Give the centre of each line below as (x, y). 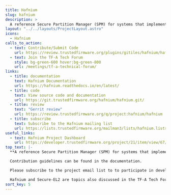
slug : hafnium (20, 15)
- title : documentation (35, 76)
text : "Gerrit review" (38, 109)
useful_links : (20, 133)
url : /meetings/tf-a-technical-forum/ (55, 67)
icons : (12, 34)
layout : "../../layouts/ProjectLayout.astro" (54, 29)
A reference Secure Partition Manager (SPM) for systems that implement (89, 24)
